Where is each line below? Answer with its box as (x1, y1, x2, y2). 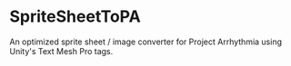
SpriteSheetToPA (9, 6, 141, 27)
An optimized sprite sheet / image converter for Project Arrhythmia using (9, 36, 283, 47)
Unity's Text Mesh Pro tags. (9, 45, 114, 56)
